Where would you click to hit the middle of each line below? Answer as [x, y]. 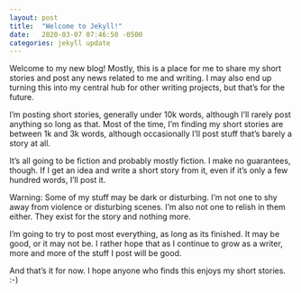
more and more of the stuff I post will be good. [96, 253]
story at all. [30, 143]
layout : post [34, 18]
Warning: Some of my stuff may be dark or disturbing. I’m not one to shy [143, 197]
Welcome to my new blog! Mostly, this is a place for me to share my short [146, 69]
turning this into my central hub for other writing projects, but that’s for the [147, 87]
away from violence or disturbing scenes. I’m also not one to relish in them [148, 207]
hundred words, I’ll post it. [58, 180]
